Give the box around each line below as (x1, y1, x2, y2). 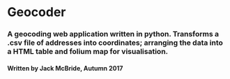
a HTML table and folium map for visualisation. (7, 47, 169, 57)
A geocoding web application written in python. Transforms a (7, 29, 220, 39)
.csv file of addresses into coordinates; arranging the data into (7, 38, 223, 48)
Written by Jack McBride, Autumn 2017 (7, 64, 123, 72)
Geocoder (7, 4, 66, 20)
